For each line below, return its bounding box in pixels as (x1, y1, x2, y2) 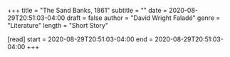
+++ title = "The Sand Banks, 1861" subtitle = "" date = (7, 6, 167, 14)
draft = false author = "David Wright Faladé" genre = (66, 14, 221, 22)
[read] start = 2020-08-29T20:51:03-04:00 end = (7, 35, 153, 43)
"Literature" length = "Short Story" (7, 21, 109, 29)
